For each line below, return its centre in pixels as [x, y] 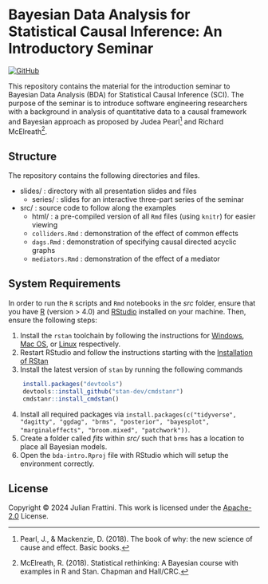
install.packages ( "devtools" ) [73, 384]
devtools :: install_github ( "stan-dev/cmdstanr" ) [103, 391]
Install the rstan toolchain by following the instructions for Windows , [132, 335]
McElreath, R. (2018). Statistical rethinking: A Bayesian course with [129, 563]
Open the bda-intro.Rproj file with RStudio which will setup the [124, 455]
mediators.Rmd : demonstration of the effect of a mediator [126, 259]
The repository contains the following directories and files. [104, 176]
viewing [45, 225]
